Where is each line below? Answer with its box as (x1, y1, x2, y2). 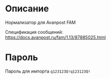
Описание (5, 3, 49, 14)
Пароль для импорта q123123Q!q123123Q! (5, 68, 91, 74)
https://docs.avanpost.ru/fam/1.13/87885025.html (5, 34, 106, 40)
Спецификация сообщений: (5, 29, 63, 35)
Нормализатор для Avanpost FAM (5, 19, 76, 25)
